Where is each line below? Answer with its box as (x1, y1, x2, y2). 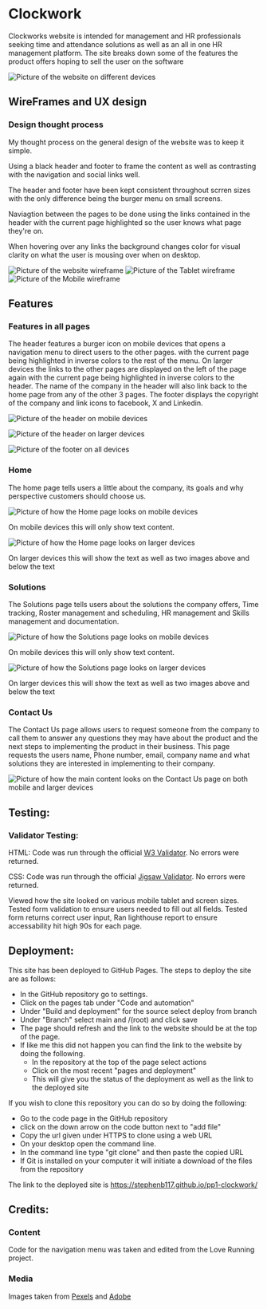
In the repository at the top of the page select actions (31, 1057, 207, 1067)
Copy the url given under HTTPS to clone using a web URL (19, 1130, 213, 1140)
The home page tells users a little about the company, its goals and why (8, 483, 245, 492)
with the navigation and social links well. (8, 169, 141, 179)
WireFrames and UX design (8, 95, 147, 108)
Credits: (8, 1203, 49, 1216)
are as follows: (8, 974, 57, 984)
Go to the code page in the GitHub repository (19, 1114, 168, 1123)
